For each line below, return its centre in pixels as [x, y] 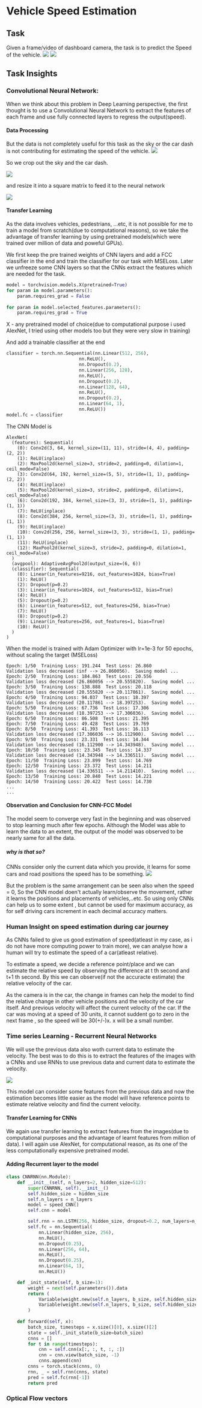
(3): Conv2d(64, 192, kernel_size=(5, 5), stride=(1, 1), [91, 474]
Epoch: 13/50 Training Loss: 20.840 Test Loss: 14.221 [79, 776]
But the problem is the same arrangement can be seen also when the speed [100, 886]
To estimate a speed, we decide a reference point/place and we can [90, 964]
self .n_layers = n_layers [60, 1199]
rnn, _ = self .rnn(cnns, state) [69, 1372]
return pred [43, 1383]
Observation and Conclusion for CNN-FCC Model [69, 805]
